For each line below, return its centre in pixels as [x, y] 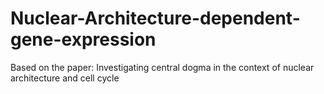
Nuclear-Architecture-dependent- [155, 18]
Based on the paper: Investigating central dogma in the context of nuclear [162, 67]
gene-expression [83, 39]
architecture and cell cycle [65, 78]
